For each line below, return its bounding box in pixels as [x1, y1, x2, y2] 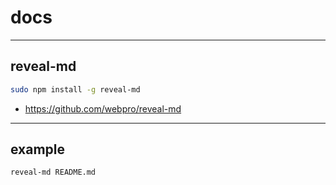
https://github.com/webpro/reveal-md [24, 102, 182, 115]
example [10, 141, 66, 158]
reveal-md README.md [10, 167, 97, 178]
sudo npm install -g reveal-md [10, 84, 141, 95]
